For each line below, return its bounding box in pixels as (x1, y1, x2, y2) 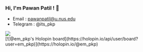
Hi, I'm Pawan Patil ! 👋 (5, 4, 60, 11)
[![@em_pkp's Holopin (5, 36, 52, 42)
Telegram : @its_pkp (12, 21, 56, 27)
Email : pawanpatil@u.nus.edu (12, 16, 76, 22)
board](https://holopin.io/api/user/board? (52, 36, 138, 42)
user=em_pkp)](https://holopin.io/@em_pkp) (5, 41, 99, 47)
